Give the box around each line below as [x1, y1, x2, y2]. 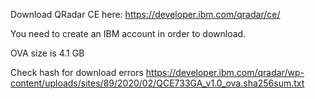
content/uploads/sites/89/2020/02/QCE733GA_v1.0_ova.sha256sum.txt [10, 77, 305, 89]
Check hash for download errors [10, 67, 144, 78]
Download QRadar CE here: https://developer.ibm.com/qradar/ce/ [10, 9, 281, 20]
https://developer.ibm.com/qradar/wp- [145, 67, 305, 78]
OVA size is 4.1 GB [10, 47, 85, 59]
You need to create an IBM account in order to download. [10, 28, 247, 39]
